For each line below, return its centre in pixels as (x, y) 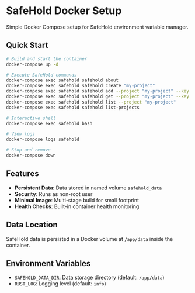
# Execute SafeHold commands (41, 75)
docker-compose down (31, 156)
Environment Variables (48, 263)
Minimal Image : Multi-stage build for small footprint (76, 200)
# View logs (20, 134)
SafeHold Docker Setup (64, 11)
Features (22, 174)
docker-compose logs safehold (43, 139)
